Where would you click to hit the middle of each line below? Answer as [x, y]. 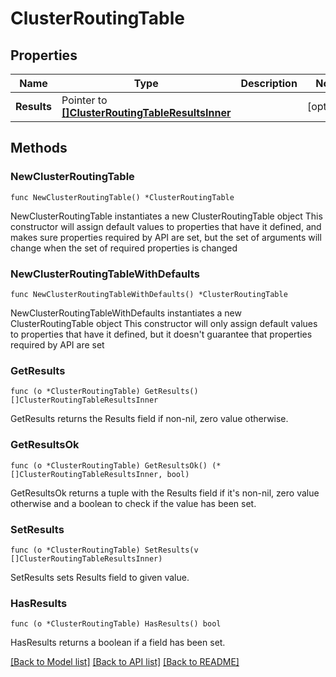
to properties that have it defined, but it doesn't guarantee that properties [161, 334]
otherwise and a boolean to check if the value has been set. [133, 503]
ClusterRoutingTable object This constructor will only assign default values [164, 323]
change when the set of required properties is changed [124, 248]
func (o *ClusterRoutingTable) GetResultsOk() [109, 465]
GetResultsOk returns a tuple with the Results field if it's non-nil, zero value [165, 493]
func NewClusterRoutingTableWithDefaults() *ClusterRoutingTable [149, 294]
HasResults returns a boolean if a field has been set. [118, 643]
